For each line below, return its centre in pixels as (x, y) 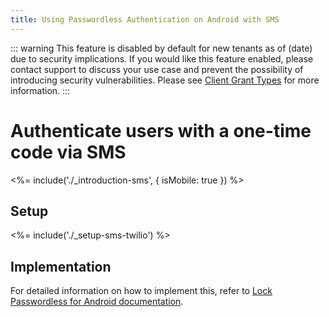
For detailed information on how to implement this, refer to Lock (141, 291)
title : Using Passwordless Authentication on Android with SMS (145, 19)
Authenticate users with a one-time (161, 130)
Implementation (61, 266)
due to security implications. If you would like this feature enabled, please (162, 58)
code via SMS (68, 152)
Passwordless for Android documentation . (97, 302)
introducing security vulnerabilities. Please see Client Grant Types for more (165, 80)
